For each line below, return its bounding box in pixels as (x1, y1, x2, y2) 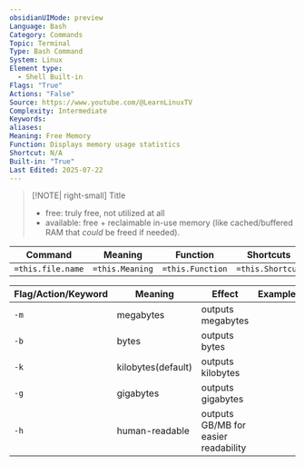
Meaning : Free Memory (9, 132, 92, 141)
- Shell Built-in (17, 73, 84, 82)
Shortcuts (246, 249, 291, 262)
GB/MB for (201, 419, 247, 431)
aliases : (9, 124, 43, 133)
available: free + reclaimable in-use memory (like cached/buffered (44, 217, 293, 228)
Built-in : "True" (9, 156, 75, 166)
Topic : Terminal (9, 38, 71, 48)
